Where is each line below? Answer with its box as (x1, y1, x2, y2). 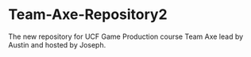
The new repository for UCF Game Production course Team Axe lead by (8, 32, 244, 41)
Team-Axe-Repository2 (8, 6, 168, 24)
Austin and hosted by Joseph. (8, 40, 106, 49)
